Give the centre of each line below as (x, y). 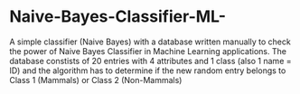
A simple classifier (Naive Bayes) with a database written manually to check (150, 42)
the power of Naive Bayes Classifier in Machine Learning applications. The (148, 51)
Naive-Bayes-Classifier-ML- (118, 17)
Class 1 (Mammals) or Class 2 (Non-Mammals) (96, 80)
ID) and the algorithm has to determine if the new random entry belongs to (148, 70)
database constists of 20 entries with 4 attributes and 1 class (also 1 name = (150, 61)
